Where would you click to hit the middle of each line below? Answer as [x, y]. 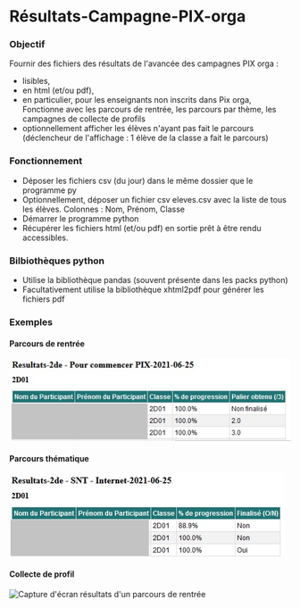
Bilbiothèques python [57, 261]
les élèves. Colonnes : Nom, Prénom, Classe [104, 209]
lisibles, [36, 81]
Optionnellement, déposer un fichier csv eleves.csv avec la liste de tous [154, 199]
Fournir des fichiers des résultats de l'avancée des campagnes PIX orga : [144, 63]
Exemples [31, 322]
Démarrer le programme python [80, 218]
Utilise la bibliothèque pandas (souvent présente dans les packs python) [155, 280]
